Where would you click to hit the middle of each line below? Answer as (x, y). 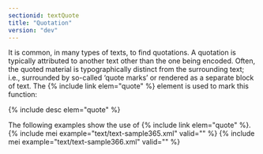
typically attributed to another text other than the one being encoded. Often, (131, 61)
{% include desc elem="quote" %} (64, 110)
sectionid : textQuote (44, 15)
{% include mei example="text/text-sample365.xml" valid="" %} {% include (131, 133)
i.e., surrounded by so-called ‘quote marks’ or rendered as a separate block (131, 78)
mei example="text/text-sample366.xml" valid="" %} (94, 142)
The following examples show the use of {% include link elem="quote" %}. (130, 125)
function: (23, 95)
